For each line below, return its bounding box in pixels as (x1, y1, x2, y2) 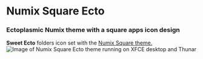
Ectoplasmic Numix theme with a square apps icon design (6, 26, 180, 34)
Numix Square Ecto (6, 4, 105, 18)
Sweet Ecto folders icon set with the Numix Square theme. (6, 39, 153, 46)
